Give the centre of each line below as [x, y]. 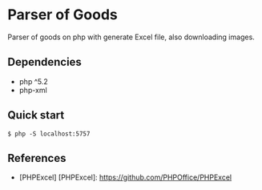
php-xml [33, 90]
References [37, 158]
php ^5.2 [34, 81]
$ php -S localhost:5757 [49, 134]
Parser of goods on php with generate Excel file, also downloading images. [131, 37]
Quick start [36, 115]
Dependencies [44, 62]
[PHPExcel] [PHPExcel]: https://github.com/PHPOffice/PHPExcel [125, 177]
